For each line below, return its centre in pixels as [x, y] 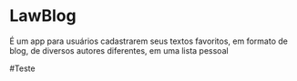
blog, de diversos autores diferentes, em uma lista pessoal [119, 50]
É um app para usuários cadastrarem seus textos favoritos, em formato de [149, 41]
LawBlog [43, 16]
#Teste [22, 68]
